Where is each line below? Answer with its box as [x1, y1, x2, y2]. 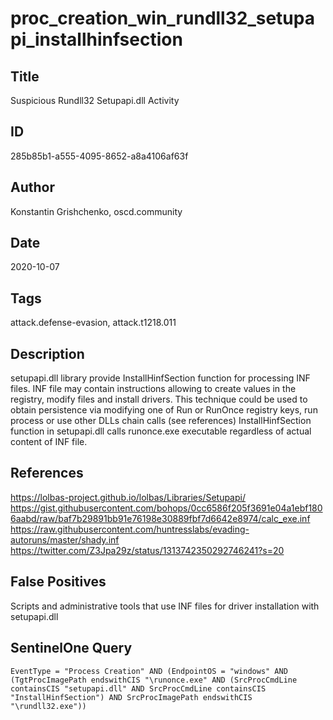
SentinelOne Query [10, 640, 133, 657]
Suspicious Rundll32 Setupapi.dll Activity [10, 95, 180, 106]
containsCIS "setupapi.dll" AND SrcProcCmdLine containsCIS [10, 683, 267, 694]
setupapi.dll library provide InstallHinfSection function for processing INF [10, 372, 311, 384]
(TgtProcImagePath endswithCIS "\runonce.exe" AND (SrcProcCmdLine [10, 675, 298, 685]
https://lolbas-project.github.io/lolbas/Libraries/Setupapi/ [10, 491, 246, 503]
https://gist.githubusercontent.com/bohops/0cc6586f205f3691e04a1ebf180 [10, 502, 323, 514]
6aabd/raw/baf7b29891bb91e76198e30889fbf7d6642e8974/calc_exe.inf [10, 512, 311, 524]
